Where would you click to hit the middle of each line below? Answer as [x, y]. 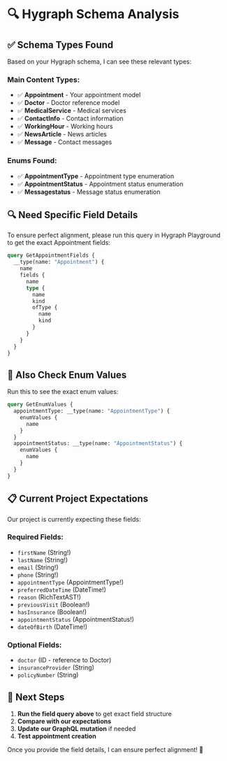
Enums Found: [32, 161]
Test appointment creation [57, 736]
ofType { [45, 308]
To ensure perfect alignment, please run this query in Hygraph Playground [114, 235]
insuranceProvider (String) [56, 668]
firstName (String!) [44, 552]
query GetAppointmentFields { [51, 256]
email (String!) [38, 567]
